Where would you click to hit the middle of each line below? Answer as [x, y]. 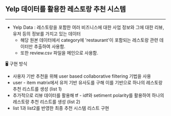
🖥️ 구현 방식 [16, 63]
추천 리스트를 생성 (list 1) [37, 89]
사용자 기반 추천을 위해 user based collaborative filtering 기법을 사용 [82, 76]
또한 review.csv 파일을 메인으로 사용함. [59, 53]
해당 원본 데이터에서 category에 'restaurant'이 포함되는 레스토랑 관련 [89, 40]
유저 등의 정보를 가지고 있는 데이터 [47, 33]
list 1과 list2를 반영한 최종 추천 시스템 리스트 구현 [61, 108]
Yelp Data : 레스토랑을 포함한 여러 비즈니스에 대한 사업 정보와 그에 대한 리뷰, [88, 27]
